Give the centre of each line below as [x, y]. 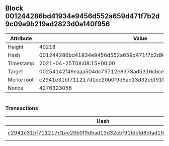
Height [16, 46]
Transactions [22, 108]
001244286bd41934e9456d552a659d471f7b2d [82, 16]
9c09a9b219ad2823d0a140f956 [58, 24]
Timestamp [21, 63]
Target [16, 71]
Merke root [21, 79]
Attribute [21, 38]
